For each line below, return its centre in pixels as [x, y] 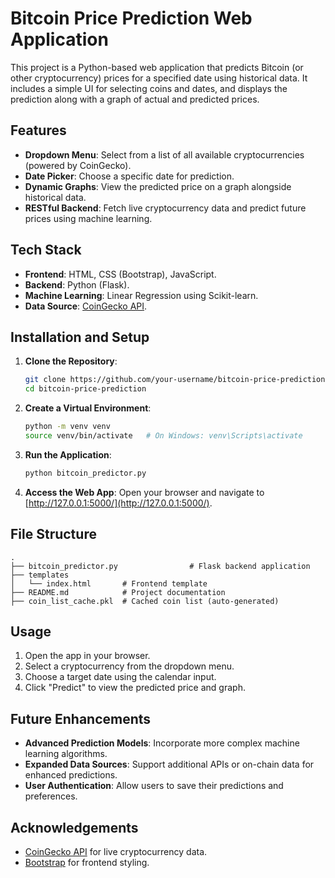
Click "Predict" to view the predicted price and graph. [135, 688]
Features [38, 130]
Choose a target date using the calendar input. [120, 677]
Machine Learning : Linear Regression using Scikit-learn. [141, 295]
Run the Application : [68, 454]
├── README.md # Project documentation [118, 592]
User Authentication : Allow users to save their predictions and [154, 786]
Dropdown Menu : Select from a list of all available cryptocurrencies [164, 154]
